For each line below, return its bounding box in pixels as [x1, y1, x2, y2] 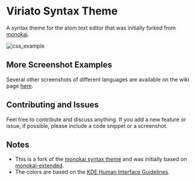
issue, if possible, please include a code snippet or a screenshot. [6, 122, 168, 129]
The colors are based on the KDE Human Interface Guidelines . [14, 168, 170, 176]
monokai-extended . [14, 162, 65, 170]
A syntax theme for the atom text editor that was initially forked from [6, 24, 176, 31]
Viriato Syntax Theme [6, 4, 118, 18]
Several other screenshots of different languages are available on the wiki [6, 75, 190, 83]
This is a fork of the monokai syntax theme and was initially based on [14, 156, 187, 163]
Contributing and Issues [6, 100, 99, 110]
